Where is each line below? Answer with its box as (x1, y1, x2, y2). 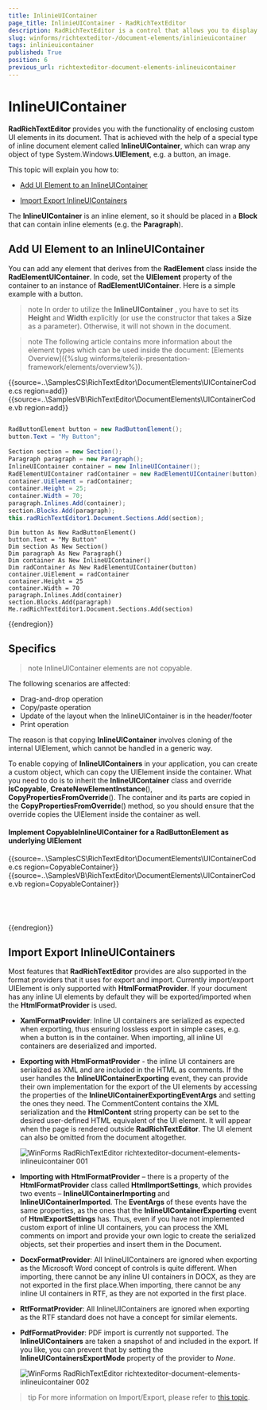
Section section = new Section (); (8, 448, 123, 456)
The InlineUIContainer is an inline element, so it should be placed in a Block (8, 211, 258, 220)
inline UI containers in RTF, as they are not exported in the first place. (19, 1289, 246, 1299)
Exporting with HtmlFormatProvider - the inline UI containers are (19, 1057, 235, 1066)
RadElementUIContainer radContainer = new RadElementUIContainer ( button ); (8, 470, 261, 478)
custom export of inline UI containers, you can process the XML (19, 1222, 229, 1233)
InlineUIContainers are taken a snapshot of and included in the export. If (19, 1337, 259, 1346)
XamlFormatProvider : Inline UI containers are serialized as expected (19, 1016, 245, 1026)
